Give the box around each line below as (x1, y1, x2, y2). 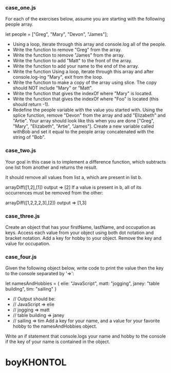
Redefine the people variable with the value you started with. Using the (12, 107, 163, 113)
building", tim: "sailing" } (5, 286, 57, 292)
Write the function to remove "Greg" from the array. (12, 47, 122, 53)
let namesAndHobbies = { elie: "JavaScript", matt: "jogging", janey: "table (5, 280, 160, 287)
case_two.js (5, 147, 36, 154)
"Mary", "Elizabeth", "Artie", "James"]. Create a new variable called (12, 123, 154, 130)
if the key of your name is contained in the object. (5, 339, 110, 345)
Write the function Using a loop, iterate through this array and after (12, 68, 154, 75)
